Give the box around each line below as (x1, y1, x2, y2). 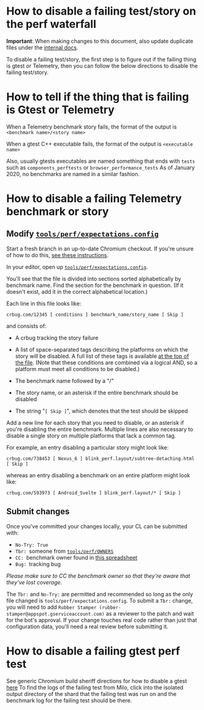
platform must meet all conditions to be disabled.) (15, 365, 140, 372)
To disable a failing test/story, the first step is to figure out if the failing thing (6, 55, 197, 63)
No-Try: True (15, 542, 49, 548)
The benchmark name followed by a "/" (15, 377, 114, 385)
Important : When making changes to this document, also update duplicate (6, 37, 194, 44)
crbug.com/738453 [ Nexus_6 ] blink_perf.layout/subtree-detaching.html (6, 455, 195, 461)
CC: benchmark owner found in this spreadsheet (15, 553, 138, 561)
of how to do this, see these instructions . (6, 251, 109, 258)
